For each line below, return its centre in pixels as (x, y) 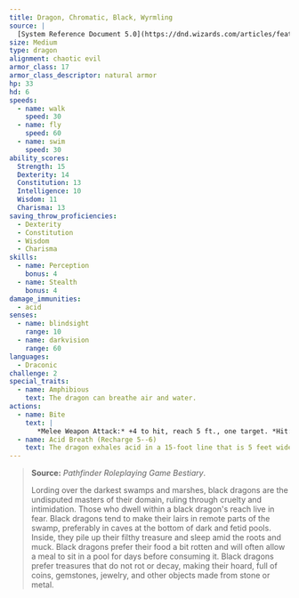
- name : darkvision (53, 340)
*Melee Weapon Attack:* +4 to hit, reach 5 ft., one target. (153, 431)
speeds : (24, 100)
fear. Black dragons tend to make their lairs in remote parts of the (150, 519)
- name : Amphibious (53, 390)
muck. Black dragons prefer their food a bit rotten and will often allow (158, 547)
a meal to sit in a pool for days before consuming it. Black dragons (152, 556)
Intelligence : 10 (49, 191)
